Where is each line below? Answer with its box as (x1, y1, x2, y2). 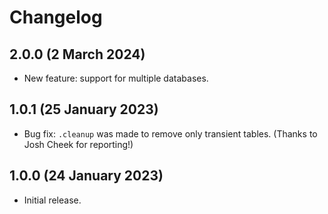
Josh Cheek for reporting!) (23, 138, 134, 150)
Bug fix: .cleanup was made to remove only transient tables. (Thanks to (23, 127, 318, 140)
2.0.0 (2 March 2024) (9, 46, 146, 63)
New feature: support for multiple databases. (23, 72, 209, 84)
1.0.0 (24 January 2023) (9, 167, 164, 185)
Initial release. (23, 194, 82, 206)
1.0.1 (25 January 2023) (9, 101, 159, 118)
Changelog (9, 6, 103, 29)
